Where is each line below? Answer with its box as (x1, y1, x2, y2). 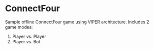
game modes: (5, 24, 33, 30)
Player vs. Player (12, 33, 46, 39)
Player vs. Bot (12, 38, 41, 44)
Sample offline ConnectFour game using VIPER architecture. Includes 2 (5, 19, 149, 25)
